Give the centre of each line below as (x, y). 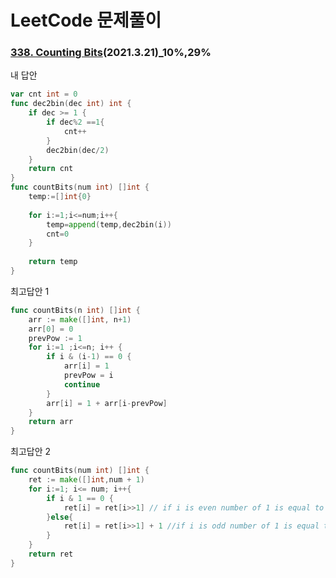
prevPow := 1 (55, 338)
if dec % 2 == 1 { (75, 122)
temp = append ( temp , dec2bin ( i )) (109, 224)
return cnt (51, 169)
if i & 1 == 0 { (80, 498)
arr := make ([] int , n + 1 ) (80, 319)
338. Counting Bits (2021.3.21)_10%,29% (111, 53)
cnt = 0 (58, 234)
